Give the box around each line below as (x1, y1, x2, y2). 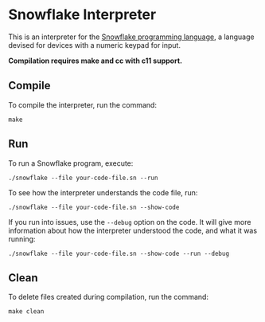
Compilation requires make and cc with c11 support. (8, 56, 183, 65)
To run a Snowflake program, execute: (8, 158, 134, 168)
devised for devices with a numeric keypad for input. (8, 40, 181, 49)
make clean (8, 308, 45, 316)
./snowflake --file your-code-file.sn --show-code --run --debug (8, 249, 229, 257)
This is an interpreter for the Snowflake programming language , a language (8, 32, 255, 41)
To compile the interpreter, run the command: (8, 100, 158, 109)
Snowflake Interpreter (8, 6, 157, 24)
